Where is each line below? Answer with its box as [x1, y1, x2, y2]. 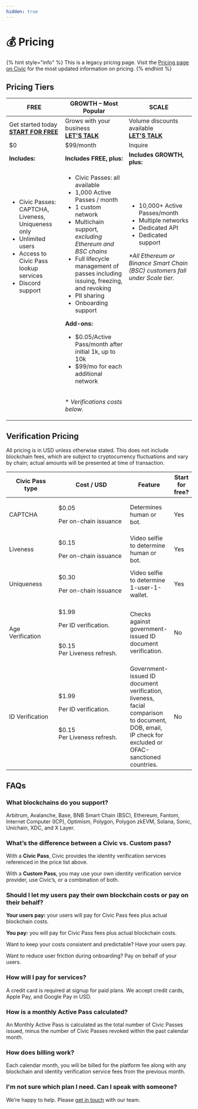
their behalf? [6, 898, 44, 907]
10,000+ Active [138, 202, 183, 210]
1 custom [75, 203, 101, 211]
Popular [82, 107, 105, 115]
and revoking [75, 284, 111, 293]
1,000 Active [75, 188, 111, 196]
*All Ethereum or [128, 252, 175, 260]
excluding [75, 232, 102, 241]
